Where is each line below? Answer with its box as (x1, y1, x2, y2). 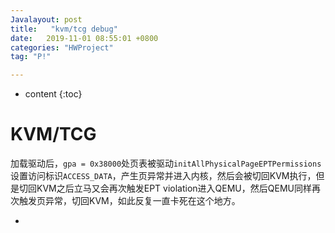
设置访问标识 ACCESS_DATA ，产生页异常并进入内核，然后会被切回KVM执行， (10, 170, 317, 182)
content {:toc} (24, 88, 83, 100)
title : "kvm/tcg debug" (10, 24, 118, 34)
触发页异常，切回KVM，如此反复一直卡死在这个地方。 (18, 195, 241, 207)
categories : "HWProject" (10, 42, 114, 53)
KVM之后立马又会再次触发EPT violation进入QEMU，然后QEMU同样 (36, 182, 312, 195)
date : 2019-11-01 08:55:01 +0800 (10, 33, 159, 43)
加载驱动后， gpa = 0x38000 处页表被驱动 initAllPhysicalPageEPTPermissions (10, 157, 322, 170)
